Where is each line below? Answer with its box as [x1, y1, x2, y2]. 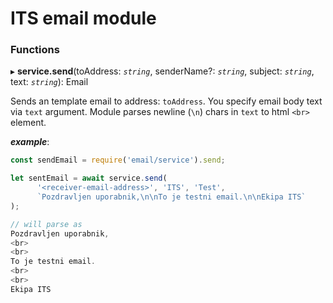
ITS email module [10, 7, 157, 30]
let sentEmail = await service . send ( [10, 173, 168, 184]
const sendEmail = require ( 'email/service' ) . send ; [10, 155, 226, 166]
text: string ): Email [10, 76, 89, 88]
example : [10, 136, 50, 148]
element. [10, 117, 47, 129]
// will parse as [10, 219, 83, 229]
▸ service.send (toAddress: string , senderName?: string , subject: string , [10, 65, 315, 77]
